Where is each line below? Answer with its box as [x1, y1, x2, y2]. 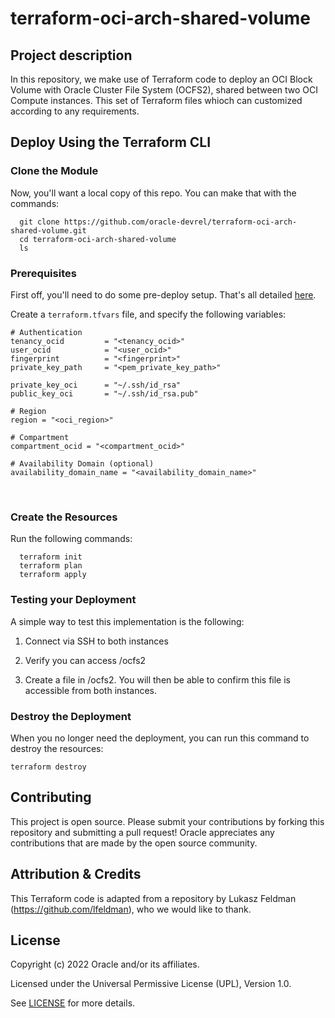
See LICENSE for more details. [10, 997, 136, 1009]
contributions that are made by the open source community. [10, 837, 258, 849]
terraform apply [19, 570, 87, 580]
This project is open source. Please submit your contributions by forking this [10, 815, 325, 827]
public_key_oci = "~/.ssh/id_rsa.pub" [10, 388, 199, 399]
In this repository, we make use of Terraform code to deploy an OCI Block [10, 73, 313, 85]
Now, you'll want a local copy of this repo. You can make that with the [10, 187, 297, 199]
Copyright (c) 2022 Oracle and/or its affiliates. [10, 958, 200, 971]
